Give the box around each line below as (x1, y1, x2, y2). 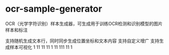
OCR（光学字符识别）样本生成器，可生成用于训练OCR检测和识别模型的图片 (5, 20, 163, 26)
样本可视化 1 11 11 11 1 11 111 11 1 (9, 44, 73, 50)
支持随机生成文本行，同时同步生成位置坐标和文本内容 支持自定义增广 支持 (5, 38, 159, 44)
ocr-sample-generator (5, 3, 102, 15)
